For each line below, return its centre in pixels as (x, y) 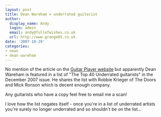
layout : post (18, 10)
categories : (17, 46)
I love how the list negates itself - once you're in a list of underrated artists (80, 104)
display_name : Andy (29, 23)
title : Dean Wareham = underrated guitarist (51, 14)
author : (13, 19)
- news (12, 51)
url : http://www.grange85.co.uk (43, 37)
